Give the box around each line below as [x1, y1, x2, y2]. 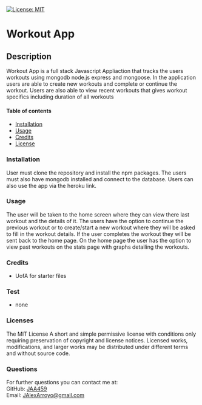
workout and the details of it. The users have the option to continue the [6, 217, 184, 224]
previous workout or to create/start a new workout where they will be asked [6, 224, 195, 231]
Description [6, 51, 52, 61]
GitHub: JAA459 [6, 385, 47, 392]
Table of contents [6, 107, 52, 114]
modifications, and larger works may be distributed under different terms [6, 343, 189, 350]
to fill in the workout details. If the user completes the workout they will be [6, 230, 191, 237]
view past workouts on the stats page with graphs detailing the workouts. [6, 243, 190, 251]
